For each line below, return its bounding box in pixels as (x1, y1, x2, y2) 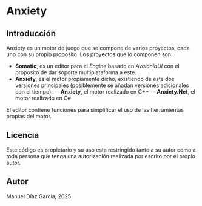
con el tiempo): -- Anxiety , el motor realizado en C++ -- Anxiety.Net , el (15, 88, 195, 95)
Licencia (6, 130, 39, 140)
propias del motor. (6, 113, 52, 120)
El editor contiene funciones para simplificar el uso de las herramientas (6, 106, 184, 113)
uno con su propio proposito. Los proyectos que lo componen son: (6, 51, 173, 58)
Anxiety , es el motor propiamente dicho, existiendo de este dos (15, 76, 175, 82)
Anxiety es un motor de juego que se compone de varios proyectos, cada (6, 44, 190, 51)
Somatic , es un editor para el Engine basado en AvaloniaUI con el (15, 62, 180, 69)
